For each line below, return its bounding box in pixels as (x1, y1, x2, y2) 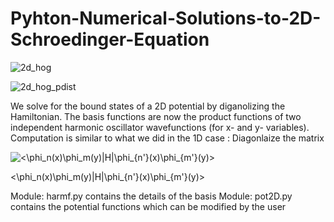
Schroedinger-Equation (10, 28, 210, 51)
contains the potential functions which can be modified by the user (10, 200, 287, 212)
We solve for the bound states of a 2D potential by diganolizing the (10, 100, 286, 112)
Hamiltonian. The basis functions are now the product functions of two (10, 110, 302, 122)
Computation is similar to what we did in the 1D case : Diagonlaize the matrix (10, 132, 325, 144)
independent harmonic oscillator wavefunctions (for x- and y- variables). (10, 121, 310, 133)
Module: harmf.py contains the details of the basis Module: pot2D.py (10, 190, 293, 202)
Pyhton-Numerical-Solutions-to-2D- (10, 7, 322, 30)
